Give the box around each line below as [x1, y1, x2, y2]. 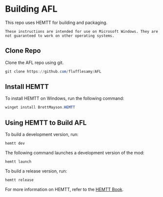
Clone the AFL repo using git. [5, 60, 64, 66]
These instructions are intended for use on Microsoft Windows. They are [5, 29, 159, 34]
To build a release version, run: [5, 168, 67, 174]
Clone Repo [5, 46, 41, 55]
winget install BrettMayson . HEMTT [5, 105, 76, 110]
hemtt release [5, 177, 34, 182]
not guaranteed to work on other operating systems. [5, 33, 115, 38]
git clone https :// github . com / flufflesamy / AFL [5, 69, 102, 74]
